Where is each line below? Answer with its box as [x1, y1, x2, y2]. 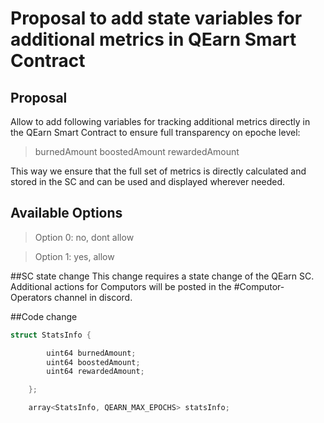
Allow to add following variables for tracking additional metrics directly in [10, 116, 311, 127]
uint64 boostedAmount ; [46, 357, 141, 367]
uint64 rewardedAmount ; [46, 367, 145, 377]
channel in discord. [54, 291, 133, 303]
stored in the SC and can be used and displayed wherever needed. [10, 176, 286, 187]
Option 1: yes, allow [34, 250, 115, 262]
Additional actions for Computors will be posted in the [10, 280, 232, 292]
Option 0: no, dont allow [34, 231, 135, 243]
